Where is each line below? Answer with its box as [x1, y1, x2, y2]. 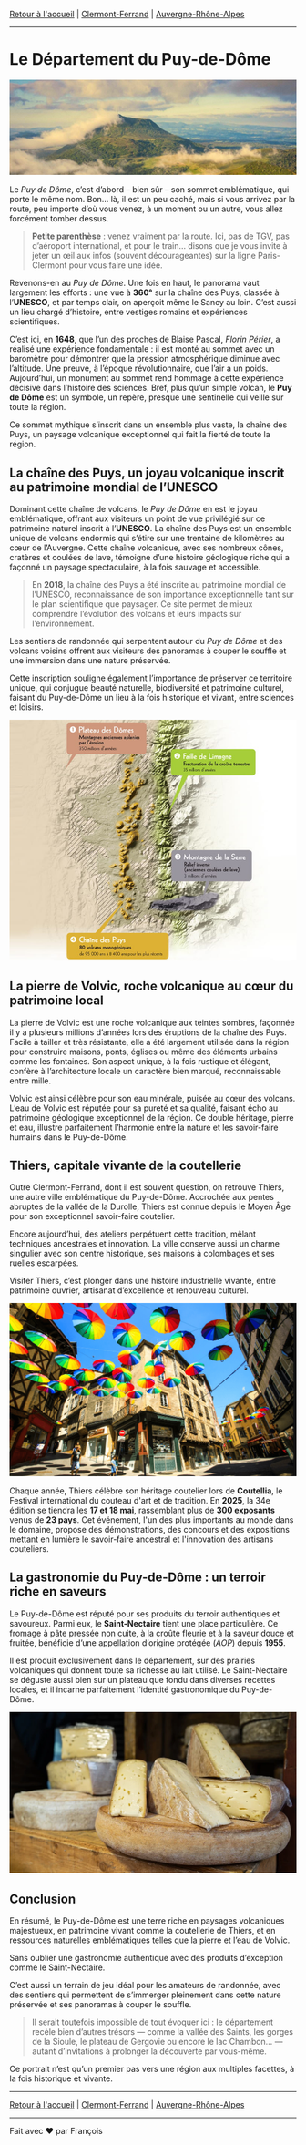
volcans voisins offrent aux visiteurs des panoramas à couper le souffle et [9, 645, 287, 656]
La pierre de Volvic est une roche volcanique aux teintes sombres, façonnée [9, 1017, 295, 1028]
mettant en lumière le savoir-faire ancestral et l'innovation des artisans [9, 1534, 274, 1545]
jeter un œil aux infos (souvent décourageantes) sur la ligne [31, 251, 257, 262]
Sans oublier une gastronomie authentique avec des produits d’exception [9, 1953, 284, 1964]
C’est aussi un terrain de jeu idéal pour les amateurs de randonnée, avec [9, 1980, 281, 1991]
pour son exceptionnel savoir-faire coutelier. [9, 1211, 176, 1222]
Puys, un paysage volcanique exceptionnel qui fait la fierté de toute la [9, 429, 270, 440]
